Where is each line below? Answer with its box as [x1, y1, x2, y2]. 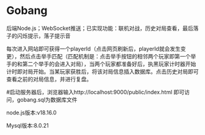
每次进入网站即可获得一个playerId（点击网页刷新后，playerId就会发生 [6, 45, 181, 52]
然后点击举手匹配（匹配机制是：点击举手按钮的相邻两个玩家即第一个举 [19, 52, 196, 60]
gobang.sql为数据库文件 [16, 95, 77, 103]
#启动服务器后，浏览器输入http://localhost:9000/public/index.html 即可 [6, 88, 185, 95]
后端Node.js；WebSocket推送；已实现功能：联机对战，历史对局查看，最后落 [6, 24, 199, 32]
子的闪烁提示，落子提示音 [6, 32, 71, 40]
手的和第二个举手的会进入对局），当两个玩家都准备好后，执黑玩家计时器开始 [6, 60, 196, 67]
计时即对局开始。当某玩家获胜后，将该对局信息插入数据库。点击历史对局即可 [6, 67, 199, 75]
